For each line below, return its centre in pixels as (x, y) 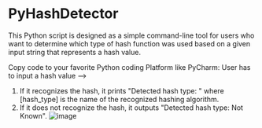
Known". (33, 115)
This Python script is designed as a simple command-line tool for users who (131, 35)
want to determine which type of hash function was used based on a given (129, 43)
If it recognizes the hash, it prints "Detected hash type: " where (122, 90)
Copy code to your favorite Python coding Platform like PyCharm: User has (129, 67)
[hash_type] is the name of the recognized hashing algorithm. (119, 99)
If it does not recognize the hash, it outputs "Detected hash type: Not (131, 108)
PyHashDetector (63, 14)
